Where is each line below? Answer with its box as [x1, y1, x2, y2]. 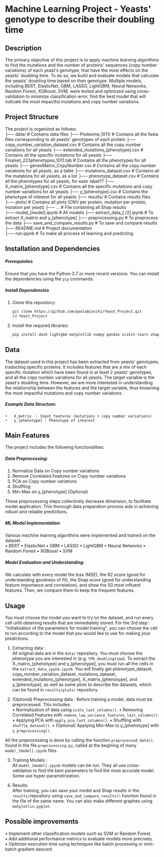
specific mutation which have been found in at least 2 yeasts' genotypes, [5, 369, 153, 375]
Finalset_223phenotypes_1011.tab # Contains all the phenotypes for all [5, 157, 146, 163]
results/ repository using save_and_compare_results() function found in [12, 793, 157, 799]
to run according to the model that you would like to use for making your [5, 630, 151, 636]
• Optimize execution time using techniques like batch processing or [5, 841, 143, 847]
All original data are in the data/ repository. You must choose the [12, 650, 143, 657]
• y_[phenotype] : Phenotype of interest [5, 418, 95, 423]
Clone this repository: [12, 300, 56, 306]
